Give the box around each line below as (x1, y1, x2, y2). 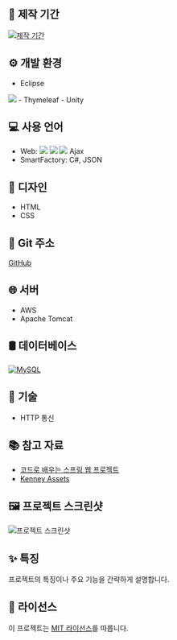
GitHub (8, 258, 32, 268)
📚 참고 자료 (8, 438, 64, 452)
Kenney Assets (19, 474, 70, 484)
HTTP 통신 (19, 413, 55, 423)
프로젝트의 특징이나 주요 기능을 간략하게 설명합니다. (8, 574, 170, 584)
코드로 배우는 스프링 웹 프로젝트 (19, 465, 119, 475)
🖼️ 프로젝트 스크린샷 (8, 499, 103, 513)
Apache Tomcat (19, 313, 73, 324)
